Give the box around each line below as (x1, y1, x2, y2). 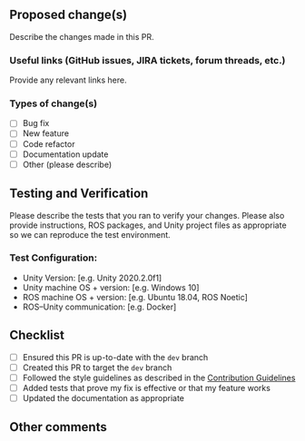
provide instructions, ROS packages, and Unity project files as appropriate (9, 220, 288, 230)
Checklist (9, 328, 65, 343)
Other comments (9, 419, 107, 435)
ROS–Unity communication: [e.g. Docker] (22, 301, 177, 312)
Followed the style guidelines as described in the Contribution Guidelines (22, 372, 296, 383)
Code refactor (22, 138, 75, 149)
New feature (22, 128, 70, 139)
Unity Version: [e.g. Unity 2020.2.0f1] (22, 272, 162, 283)
